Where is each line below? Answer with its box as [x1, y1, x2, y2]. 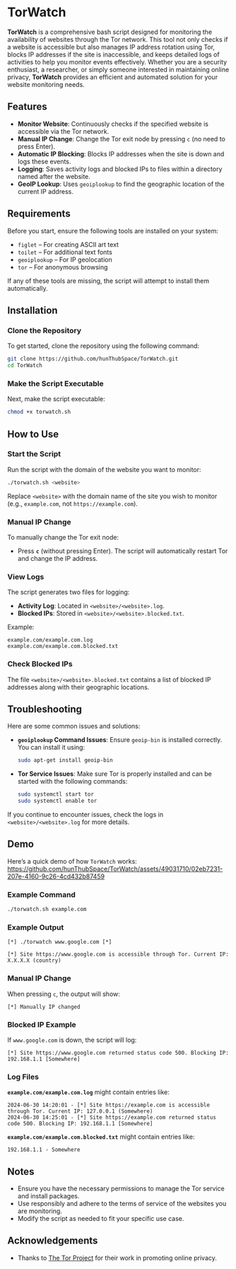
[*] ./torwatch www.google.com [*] [7, 939, 112, 946]
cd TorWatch [7, 362, 42, 369]
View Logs [7, 572, 45, 581]
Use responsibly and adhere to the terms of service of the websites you [17, 1200, 227, 1208]
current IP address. [17, 187, 74, 195]
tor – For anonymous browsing [17, 262, 108, 271]
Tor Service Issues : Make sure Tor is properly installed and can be [17, 770, 212, 778]
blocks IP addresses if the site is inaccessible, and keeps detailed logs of [7, 50, 220, 59]
